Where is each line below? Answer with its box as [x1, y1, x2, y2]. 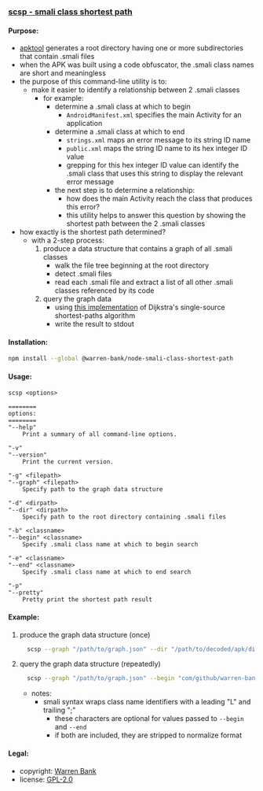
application [66, 119, 103, 128]
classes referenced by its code [54, 286, 155, 295]
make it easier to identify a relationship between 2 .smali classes [31, 85, 240, 94]
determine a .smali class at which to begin [54, 102, 191, 112]
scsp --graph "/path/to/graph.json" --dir [27, 645, 168, 653]
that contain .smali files [19, 52, 95, 61]
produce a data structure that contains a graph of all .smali [42, 244, 233, 253]
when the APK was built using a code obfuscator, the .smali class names [19, 60, 254, 69]
